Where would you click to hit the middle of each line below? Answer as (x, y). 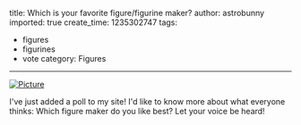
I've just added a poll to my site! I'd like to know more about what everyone (147, 101)
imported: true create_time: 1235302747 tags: (93, 22)
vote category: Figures (64, 58)
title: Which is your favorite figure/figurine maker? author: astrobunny (137, 13)
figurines (39, 49)
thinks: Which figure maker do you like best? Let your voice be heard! (138, 111)
